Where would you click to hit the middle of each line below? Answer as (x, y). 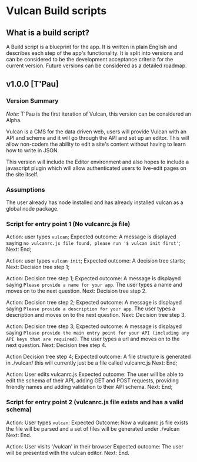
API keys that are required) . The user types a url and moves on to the (93, 339)
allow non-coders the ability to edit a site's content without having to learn (96, 144)
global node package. (32, 208)
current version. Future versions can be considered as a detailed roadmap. (96, 65)
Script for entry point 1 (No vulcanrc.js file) (68, 224)
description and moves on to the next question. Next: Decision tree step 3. (96, 315)
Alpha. (14, 120)
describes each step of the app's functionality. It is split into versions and (95, 53)
